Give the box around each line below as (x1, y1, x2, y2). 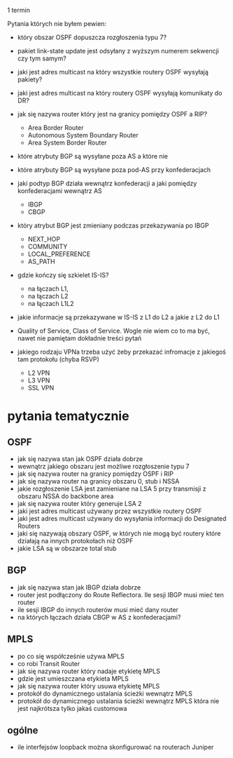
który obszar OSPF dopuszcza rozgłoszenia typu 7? (17, 33, 167, 41)
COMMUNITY (27, 242, 68, 251)
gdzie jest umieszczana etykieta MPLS (17, 674, 129, 683)
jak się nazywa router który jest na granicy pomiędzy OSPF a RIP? (17, 110, 208, 118)
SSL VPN (27, 384, 55, 392)
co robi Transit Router (17, 659, 80, 667)
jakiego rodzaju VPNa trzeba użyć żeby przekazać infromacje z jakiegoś (17, 347, 226, 356)
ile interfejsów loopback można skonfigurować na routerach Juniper (17, 743, 214, 752)
